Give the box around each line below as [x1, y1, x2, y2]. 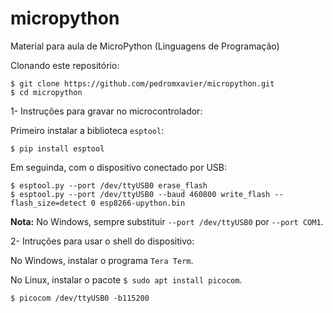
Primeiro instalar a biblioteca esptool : [10, 124, 165, 136]
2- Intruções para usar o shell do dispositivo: [10, 235, 195, 247]
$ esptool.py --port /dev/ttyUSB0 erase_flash [10, 180, 208, 191]
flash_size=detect [10, 198, 87, 208]
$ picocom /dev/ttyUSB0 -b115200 [10, 293, 150, 303]
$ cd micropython [10, 87, 83, 97]
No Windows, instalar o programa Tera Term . [10, 254, 194, 266]
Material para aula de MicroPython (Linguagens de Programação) [10, 40, 280, 52]
